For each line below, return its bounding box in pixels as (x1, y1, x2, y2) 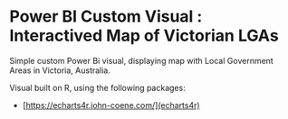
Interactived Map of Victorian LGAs (9, 25, 279, 46)
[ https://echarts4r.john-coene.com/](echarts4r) (22, 99, 201, 110)
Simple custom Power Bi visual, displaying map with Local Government (9, 55, 274, 66)
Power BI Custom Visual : (9, 6, 203, 27)
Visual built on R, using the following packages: (9, 82, 186, 93)
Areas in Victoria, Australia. (9, 65, 111, 76)
